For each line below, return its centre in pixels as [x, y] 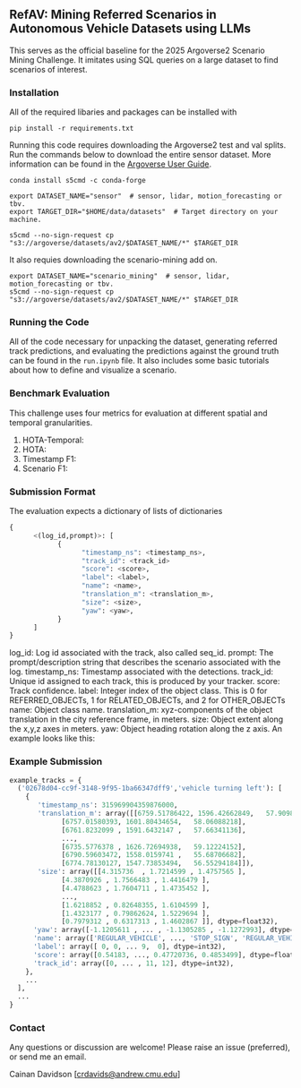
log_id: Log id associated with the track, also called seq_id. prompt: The [142, 653]
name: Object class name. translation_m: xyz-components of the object [141, 710]
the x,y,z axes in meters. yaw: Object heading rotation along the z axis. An [146, 729]
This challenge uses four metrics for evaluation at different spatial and [138, 413]
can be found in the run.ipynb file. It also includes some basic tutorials [139, 361]
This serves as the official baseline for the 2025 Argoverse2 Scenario [138, 50]
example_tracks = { [46, 780]
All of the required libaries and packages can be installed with [123, 112]
